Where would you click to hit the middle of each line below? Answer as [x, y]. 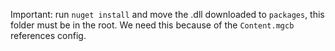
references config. [48, 35]
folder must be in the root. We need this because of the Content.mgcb [152, 25]
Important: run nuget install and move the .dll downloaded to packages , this [167, 14]
